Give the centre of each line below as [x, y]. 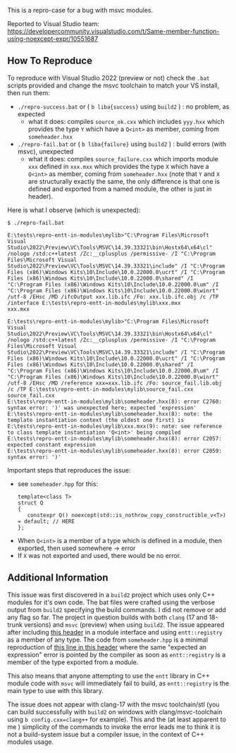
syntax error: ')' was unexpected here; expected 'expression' [102, 408]
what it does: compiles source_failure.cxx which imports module [123, 158]
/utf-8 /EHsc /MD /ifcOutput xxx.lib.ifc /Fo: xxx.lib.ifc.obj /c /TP [113, 297]
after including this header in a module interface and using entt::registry [115, 632]
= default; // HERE [46, 521]
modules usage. [31, 742]
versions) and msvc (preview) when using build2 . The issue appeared [124, 624]
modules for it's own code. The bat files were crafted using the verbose [111, 602]
